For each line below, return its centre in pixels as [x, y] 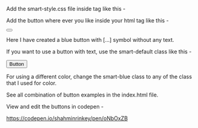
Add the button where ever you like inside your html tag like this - [87, 20]
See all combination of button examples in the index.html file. [82, 95]
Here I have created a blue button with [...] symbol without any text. [90, 40]
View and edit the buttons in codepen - [55, 106]
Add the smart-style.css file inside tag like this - [66, 9]
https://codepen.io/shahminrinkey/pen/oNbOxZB [67, 118]
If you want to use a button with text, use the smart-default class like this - [99, 52]
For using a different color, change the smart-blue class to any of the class [99, 76]
